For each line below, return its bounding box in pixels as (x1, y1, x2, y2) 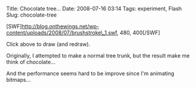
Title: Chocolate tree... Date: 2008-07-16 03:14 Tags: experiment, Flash (6, 5, 182, 12)
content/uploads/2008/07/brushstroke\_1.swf (6, 29, 117, 36)
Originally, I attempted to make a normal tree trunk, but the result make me (6, 52, 190, 59)
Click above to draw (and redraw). (6, 41, 91, 47)
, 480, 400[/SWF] (116, 29, 161, 36)
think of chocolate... (6, 59, 56, 65)
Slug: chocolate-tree (6, 11, 57, 18)
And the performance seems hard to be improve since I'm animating (6, 70, 175, 77)
